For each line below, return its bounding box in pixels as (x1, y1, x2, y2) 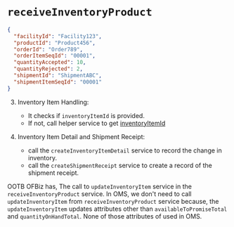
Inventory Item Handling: (17, 98, 89, 106)
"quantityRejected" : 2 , (13, 65, 83, 72)
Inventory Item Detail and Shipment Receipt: (17, 132, 145, 141)
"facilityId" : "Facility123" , (13, 32, 102, 40)
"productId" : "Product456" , (13, 39, 96, 46)
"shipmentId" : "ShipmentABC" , (13, 72, 102, 79)
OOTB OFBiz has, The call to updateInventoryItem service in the (7, 182, 192, 190)
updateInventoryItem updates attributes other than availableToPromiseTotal (7, 205, 227, 213)
